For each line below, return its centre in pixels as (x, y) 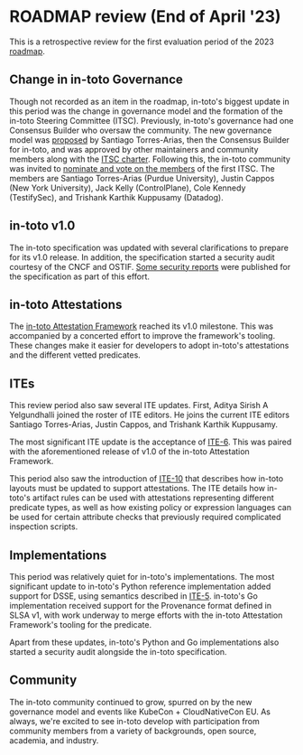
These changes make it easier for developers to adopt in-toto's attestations (149, 346)
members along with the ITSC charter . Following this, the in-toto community (150, 159)
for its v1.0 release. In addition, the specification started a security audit (142, 257)
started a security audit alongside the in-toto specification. (118, 652)
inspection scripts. (44, 527)
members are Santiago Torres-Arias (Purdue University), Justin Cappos (142, 178)
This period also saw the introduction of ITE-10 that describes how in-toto (147, 479)
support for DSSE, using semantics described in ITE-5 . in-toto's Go (134, 596)
